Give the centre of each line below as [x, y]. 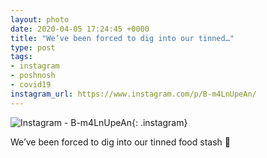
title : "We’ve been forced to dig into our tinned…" [122, 38]
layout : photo [40, 19]
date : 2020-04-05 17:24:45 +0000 [80, 29]
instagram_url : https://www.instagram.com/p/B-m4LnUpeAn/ [133, 94]
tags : [21, 57]
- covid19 [31, 85]
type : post [33, 47]
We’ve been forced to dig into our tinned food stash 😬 [120, 142]
